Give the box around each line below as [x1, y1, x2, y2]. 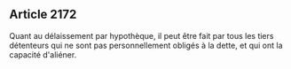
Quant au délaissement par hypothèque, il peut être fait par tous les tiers [9, 30, 274, 41]
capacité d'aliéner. [9, 49, 77, 60]
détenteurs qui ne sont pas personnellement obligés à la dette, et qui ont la [9, 40, 283, 50]
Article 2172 [9, 7, 77, 22]
